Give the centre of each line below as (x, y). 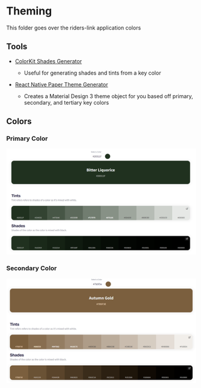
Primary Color (27, 138)
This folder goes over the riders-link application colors (74, 28)
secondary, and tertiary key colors (66, 102)
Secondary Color (32, 268)
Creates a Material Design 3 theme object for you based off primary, (109, 96)
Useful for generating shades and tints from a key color (92, 73)
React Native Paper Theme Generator (61, 84)
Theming (29, 11)
